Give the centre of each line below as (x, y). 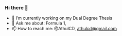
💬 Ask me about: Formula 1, (39, 23)
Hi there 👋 (17, 8)
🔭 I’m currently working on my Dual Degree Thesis (62, 18)
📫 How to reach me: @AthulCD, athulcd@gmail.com (64, 29)
